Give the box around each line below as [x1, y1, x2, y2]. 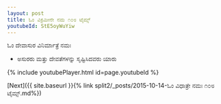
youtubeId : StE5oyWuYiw [7, 22, 75, 29]
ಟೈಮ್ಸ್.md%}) [7, 89, 42, 97]
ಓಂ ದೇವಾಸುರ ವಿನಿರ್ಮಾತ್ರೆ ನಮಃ [7, 41, 72, 50]
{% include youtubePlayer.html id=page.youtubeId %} [7, 69, 159, 77]
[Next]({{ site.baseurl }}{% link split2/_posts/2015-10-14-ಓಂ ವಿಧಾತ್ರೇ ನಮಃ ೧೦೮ [7, 82, 215, 90]
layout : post [7, 10, 44, 17]
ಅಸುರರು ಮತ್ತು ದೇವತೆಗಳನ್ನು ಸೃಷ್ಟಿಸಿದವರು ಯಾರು [16, 55, 117, 63]
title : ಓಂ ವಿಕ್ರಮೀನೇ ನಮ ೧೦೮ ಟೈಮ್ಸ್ [7, 16, 91, 23]
